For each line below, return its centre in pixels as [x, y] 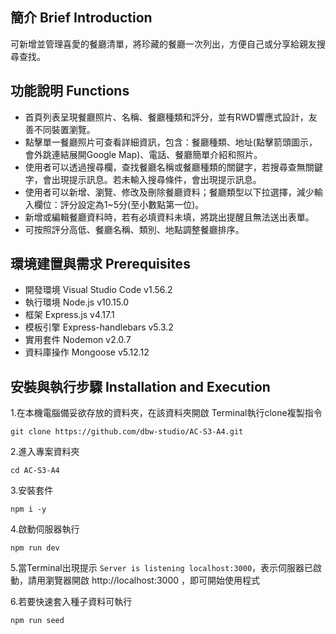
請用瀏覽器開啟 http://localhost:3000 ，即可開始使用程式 [143, 580]
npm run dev [35, 548]
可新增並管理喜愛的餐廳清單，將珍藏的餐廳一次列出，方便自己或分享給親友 [163, 44]
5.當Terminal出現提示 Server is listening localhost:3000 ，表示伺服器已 [162, 568]
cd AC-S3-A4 [35, 471]
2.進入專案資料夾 [45, 452]
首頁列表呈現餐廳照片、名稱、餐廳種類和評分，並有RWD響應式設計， [166, 117]
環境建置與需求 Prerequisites [100, 264]
